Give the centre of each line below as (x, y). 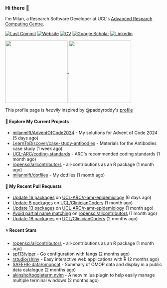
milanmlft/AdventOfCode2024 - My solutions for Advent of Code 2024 (85, 133)
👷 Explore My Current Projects (37, 121)
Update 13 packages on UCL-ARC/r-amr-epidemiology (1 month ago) (83, 208)
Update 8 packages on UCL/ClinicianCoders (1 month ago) (73, 203)
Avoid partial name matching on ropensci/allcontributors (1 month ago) (85, 213)
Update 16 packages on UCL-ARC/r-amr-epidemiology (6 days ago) (82, 197)
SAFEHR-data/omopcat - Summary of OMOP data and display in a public (87, 264)
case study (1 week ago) (37, 148)
